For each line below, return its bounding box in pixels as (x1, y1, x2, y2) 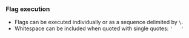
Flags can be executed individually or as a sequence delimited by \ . (14, 19, 184, 26)
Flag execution (5, 5, 50, 13)
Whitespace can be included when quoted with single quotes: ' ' (14, 25, 184, 32)
